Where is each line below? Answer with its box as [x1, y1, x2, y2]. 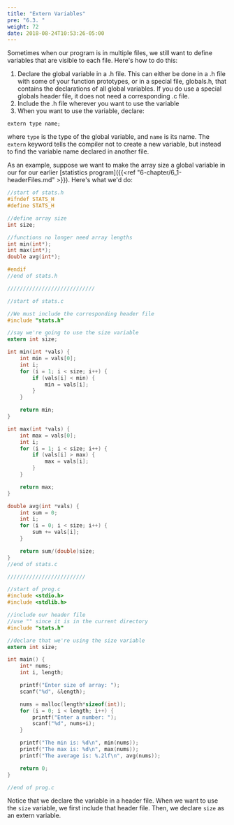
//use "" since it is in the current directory [7, 618, 149, 625]
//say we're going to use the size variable [7, 329, 139, 336]
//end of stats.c [7, 560, 58, 567]
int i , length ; [20, 669, 64, 676]
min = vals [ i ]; [44, 381, 89, 388]
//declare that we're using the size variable [7, 637, 145, 644]
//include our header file [7, 611, 86, 618]
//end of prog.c [7, 784, 54, 791]
